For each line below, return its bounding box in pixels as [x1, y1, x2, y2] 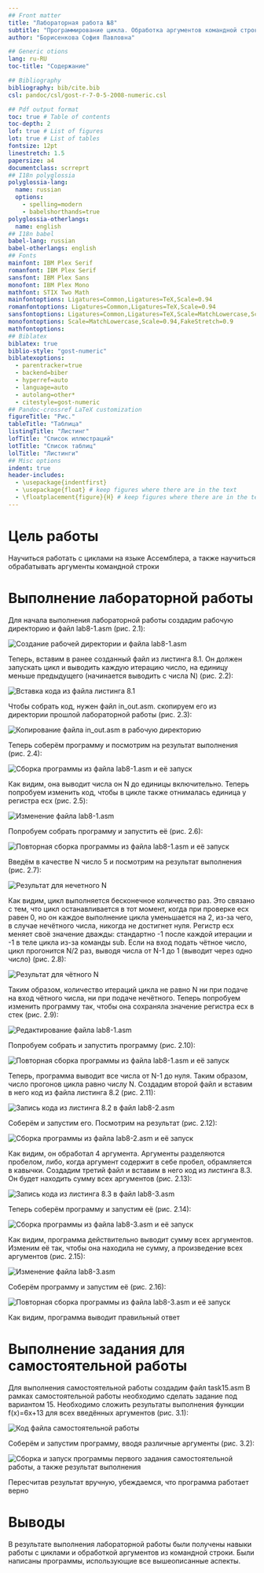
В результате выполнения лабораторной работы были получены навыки [8, 1539, 252, 1549]
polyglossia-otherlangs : [8, 215, 90, 223]
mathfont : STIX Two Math [8, 288, 90, 296]
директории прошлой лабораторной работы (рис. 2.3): [8, 709, 192, 719]
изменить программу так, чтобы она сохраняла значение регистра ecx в [8, 1001, 255, 1011]
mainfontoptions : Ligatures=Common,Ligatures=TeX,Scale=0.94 [8, 296, 213, 304]
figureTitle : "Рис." [8, 413, 76, 421]
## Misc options [8, 457, 61, 464]
